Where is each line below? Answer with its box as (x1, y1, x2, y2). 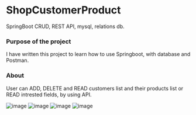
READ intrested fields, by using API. (6, 91, 92, 98)
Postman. (6, 57, 29, 64)
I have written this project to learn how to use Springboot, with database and (6, 51, 191, 58)
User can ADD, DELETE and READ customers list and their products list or (6, 85, 184, 92)
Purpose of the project (6, 37, 71, 46)
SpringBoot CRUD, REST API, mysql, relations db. (6, 23, 125, 30)
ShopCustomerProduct (6, 4, 121, 17)
